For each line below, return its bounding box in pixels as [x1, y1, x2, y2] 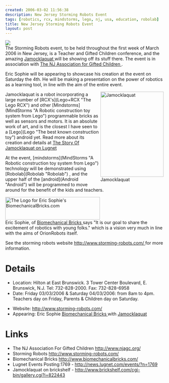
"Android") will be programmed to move [5, 182, 88, 188]
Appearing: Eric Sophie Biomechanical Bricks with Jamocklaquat [12, 311, 147, 317]
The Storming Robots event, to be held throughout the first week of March [5, 45, 159, 51]
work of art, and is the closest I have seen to [5, 124, 97, 130]
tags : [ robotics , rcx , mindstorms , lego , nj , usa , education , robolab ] [5, 17, 159, 22]
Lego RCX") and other [5, 102, 51, 108]
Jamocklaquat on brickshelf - [12, 367, 74, 372]
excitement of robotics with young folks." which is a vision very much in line [5, 225, 163, 231]
